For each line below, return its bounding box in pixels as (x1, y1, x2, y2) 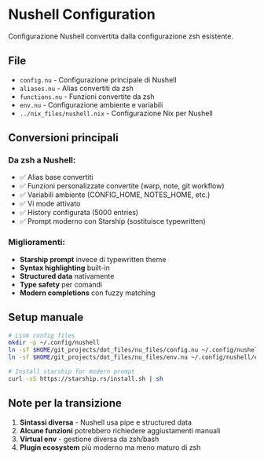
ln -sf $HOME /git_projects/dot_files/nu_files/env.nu (8, 353, 189, 362)
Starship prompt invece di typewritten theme (19, 254, 167, 264)
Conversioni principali (8, 131, 119, 144)
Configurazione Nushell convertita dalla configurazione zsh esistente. (8, 31, 234, 41)
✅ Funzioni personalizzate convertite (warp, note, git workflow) (19, 181, 225, 191)
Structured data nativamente (19, 271, 115, 280)
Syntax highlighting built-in (19, 263, 110, 272)
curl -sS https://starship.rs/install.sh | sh (8, 374, 163, 382)
